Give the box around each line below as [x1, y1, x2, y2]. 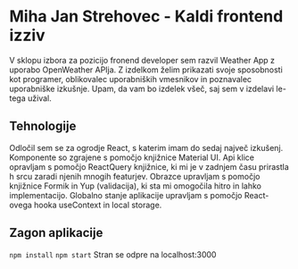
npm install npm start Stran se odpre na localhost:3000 [9, 248, 217, 260]
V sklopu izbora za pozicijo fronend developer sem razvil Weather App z [9, 55, 275, 65]
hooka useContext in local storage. [34, 199, 162, 210]
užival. [27, 92, 52, 104]
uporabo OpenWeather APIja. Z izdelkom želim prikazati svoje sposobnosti [9, 64, 283, 75]
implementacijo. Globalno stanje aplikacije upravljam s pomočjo [9, 189, 243, 200]
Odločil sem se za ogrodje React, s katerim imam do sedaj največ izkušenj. [9, 142, 284, 153]
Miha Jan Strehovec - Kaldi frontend [9, 6, 284, 27]
